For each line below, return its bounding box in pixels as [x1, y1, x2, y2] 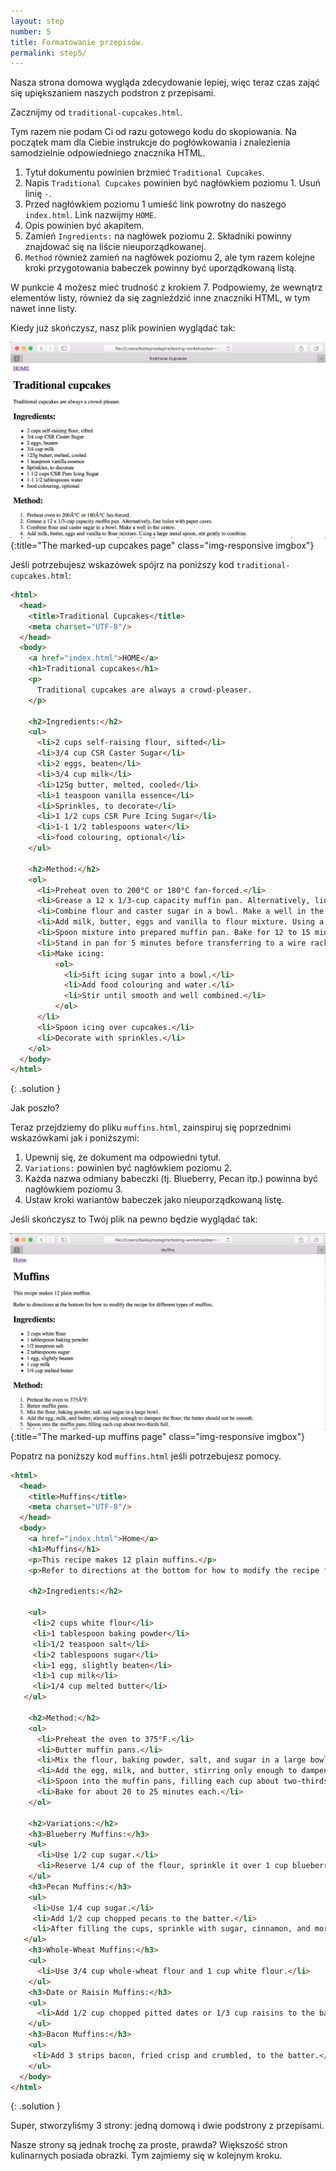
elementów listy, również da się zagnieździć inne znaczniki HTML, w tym [10, 292, 311, 304]
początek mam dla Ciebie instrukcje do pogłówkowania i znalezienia [10, 136, 291, 149]
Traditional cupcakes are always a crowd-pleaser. [36, 685, 253, 695]
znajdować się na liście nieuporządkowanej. [24, 241, 207, 253]
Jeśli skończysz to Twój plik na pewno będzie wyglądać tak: [10, 1213, 258, 1225]
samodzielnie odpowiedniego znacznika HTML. [10, 147, 206, 159]
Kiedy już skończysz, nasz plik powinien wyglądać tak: [10, 322, 237, 334]
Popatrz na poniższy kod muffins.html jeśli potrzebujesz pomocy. [10, 1450, 282, 1462]
